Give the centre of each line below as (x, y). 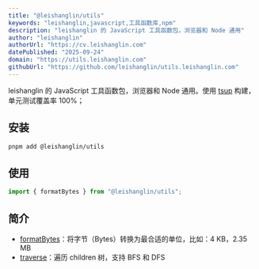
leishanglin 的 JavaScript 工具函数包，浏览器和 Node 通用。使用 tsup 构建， (132, 90)
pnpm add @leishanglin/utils (56, 146)
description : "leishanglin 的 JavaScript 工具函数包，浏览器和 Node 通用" (126, 30)
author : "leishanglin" (46, 38)
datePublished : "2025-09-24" (56, 52)
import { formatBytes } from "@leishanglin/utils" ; (95, 192)
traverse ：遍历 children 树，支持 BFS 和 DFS (92, 257)
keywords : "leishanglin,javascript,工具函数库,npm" (92, 23)
